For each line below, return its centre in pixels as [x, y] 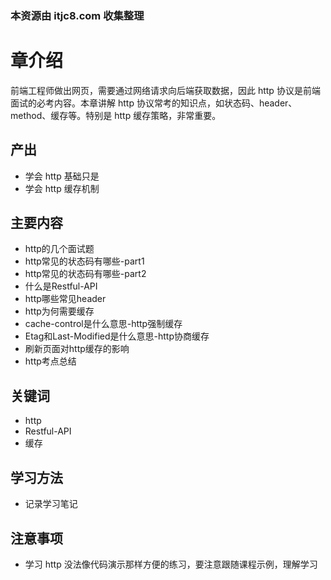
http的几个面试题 [59, 249]
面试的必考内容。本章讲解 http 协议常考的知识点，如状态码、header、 [154, 103]
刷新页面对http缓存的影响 [77, 349]
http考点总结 [50, 361]
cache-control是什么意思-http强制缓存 [103, 324]
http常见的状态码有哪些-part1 [84, 261]
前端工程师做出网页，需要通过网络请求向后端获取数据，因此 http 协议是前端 [165, 90]
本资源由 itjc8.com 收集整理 [77, 15]
